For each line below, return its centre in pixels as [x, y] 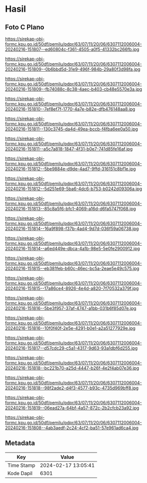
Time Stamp [21, 465]
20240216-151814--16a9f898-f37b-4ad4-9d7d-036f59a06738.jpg [72, 229]
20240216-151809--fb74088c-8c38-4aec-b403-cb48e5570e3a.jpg [74, 89]
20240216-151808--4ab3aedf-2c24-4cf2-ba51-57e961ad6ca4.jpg [72, 428]
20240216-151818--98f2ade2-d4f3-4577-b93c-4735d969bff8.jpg [72, 388]
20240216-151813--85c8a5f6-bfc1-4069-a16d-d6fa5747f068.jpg [71, 209]
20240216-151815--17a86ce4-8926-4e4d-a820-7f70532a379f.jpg [72, 288]
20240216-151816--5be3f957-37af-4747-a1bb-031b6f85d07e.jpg [71, 308]
